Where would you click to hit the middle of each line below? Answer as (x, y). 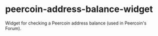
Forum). (13, 28)
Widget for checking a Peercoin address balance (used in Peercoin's (76, 23)
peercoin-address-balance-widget (79, 9)
